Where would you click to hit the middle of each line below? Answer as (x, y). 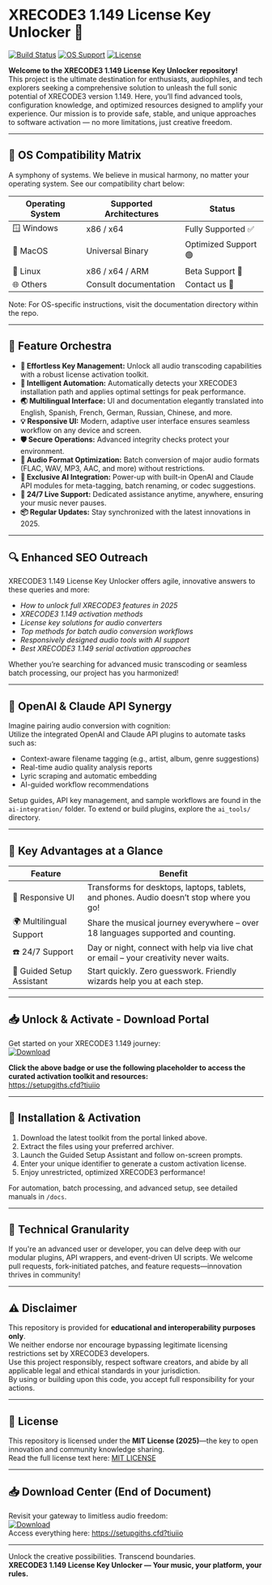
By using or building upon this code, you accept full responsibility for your (132, 1380)
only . (17, 1337)
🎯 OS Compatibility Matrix (75, 155)
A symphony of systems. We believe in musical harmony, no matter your (129, 175)
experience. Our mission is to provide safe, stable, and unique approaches (132, 113)
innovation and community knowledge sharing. (87, 1449)
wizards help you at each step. (146, 981)
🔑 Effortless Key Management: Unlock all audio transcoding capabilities (141, 365)
